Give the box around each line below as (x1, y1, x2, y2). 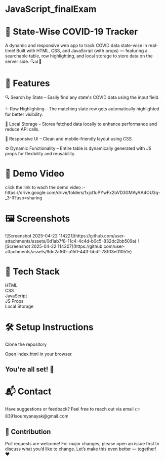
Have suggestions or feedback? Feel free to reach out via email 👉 (5, 406, 141, 412)
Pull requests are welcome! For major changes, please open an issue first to (5, 440, 160, 446)
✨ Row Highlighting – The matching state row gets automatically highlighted (5, 106, 160, 112)
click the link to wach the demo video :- (5, 184, 85, 190)
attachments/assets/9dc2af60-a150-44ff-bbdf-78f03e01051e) (5, 248, 132, 254)
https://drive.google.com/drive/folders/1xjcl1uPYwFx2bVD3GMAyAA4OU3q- (5, 189, 161, 195)
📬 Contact (5, 386, 52, 397)
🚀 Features (5, 78, 50, 89)
